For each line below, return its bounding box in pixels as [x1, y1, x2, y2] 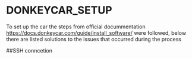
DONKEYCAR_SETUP [6, 4, 112, 17]
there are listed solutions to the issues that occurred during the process [6, 35, 181, 42]
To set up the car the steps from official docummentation [6, 23, 146, 30]
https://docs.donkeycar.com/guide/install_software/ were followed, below [6, 29, 186, 36]
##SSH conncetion [6, 47, 52, 54]
